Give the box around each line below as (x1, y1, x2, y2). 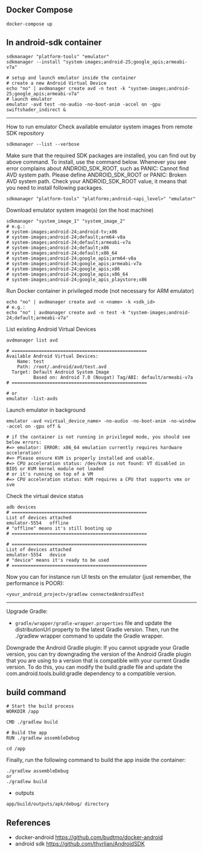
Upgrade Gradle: (6, 607, 48, 615)
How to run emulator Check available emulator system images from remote (6, 123, 193, 130)
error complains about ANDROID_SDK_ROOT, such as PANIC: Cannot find (6, 164, 189, 172)
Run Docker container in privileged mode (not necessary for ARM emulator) (6, 287, 195, 294)
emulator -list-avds (6, 396, 59, 402)
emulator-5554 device (6, 551, 66, 558)
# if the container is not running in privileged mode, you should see (6, 434, 190, 440)
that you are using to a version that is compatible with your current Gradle (6, 656, 190, 664)
